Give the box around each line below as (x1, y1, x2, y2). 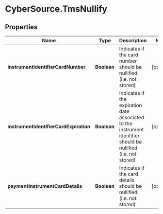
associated (119, 114, 145, 121)
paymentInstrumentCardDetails (7, 183, 82, 189)
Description (119, 37, 147, 44)
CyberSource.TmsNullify (5, 3, 108, 15)
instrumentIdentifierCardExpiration (7, 123, 91, 130)
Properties (5, 23, 38, 31)
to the (119, 120, 132, 127)
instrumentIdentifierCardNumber (7, 64, 86, 70)
